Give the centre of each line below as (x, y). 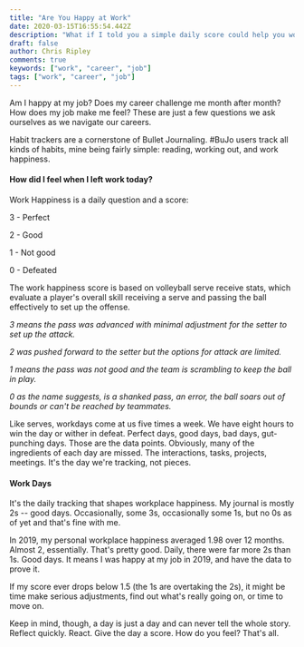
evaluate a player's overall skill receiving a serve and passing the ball (138, 297)
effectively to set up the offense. (70, 307)
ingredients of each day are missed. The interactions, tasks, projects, (138, 452)
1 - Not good (33, 252)
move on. (27, 606)
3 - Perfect (29, 217)
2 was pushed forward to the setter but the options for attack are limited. (146, 351)
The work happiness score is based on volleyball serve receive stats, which (150, 288)
